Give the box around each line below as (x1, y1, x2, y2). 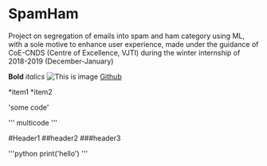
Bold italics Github (8, 71, 122, 81)
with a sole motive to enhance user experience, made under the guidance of (8, 39, 259, 48)
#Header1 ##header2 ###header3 (8, 133, 121, 143)
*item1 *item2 (8, 87, 53, 96)
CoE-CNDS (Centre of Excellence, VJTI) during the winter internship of (8, 48, 241, 57)
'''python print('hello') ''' (8, 149, 88, 158)
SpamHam (8, 5, 79, 23)
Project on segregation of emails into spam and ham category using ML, (8, 31, 245, 41)
